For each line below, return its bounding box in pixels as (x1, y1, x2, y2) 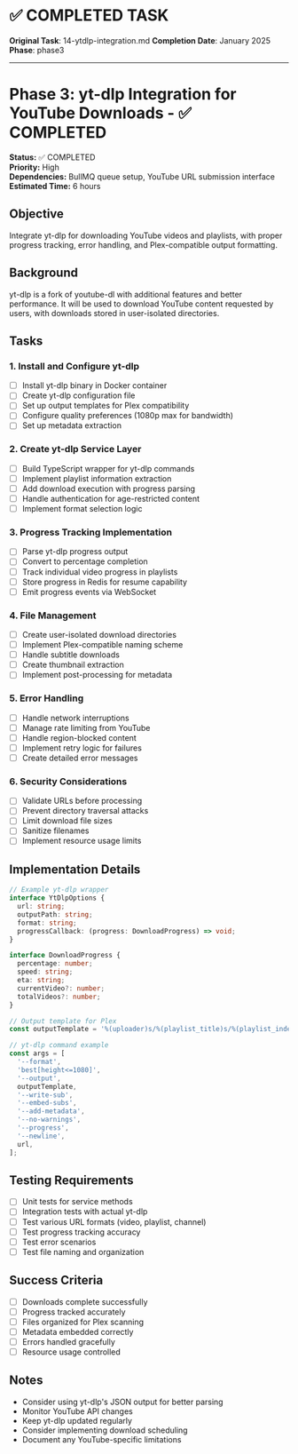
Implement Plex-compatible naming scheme (21, 640, 184, 650)
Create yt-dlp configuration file (21, 390, 136, 401)
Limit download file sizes (21, 815, 113, 826)
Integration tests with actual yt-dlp (21, 1206, 148, 1217)
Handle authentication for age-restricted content (21, 493, 200, 504)
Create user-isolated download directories (21, 630, 177, 640)
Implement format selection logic (21, 504, 143, 514)
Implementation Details (9, 862, 141, 877)
